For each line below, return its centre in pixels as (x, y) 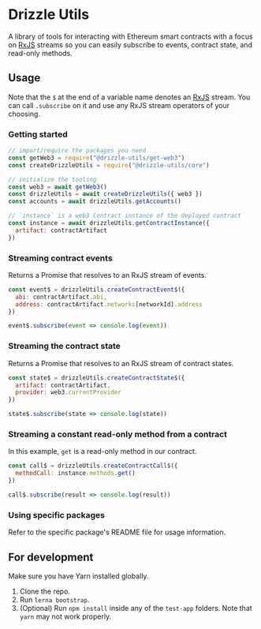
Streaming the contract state (64, 346)
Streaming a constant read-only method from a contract (117, 434)
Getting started (38, 134)
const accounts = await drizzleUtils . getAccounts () (95, 202)
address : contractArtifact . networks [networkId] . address (109, 304)
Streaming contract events (60, 258)
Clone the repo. (45, 591)
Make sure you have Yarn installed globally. (78, 576)
